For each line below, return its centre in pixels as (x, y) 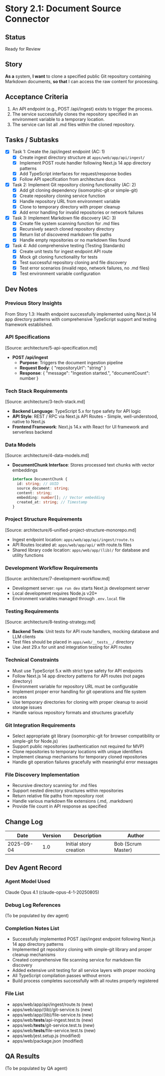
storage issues (27, 707)
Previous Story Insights (34, 303)
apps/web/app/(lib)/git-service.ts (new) (52, 1009)
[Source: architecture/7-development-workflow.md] (57, 579)
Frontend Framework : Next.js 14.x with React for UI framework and (80, 427)
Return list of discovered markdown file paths (66, 234)
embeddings (25, 470)
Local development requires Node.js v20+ (55, 593)
